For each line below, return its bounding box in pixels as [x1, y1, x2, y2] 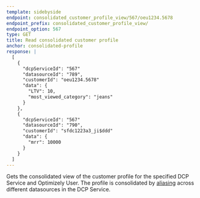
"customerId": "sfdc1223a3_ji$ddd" [22, 128, 113, 134]
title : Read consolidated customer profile [6, 37, 119, 43]
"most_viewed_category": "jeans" [28, 94, 113, 100]
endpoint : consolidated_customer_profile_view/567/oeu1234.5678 [6, 15, 173, 21]
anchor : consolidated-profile [6, 43, 84, 49]
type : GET [6, 32, 32, 38]
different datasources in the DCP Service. [6, 186, 111, 193]
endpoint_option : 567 [6, 26, 62, 32]
